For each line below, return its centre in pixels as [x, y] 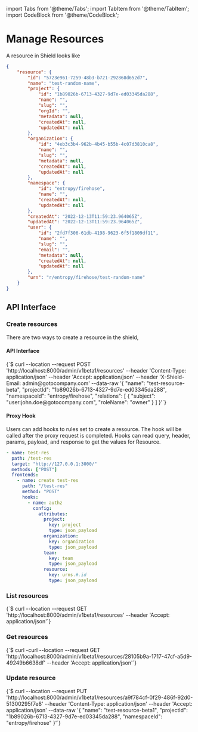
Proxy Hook [21, 416]
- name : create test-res [48, 481]
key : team [61, 558]
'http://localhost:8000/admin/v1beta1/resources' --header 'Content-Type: [96, 370]
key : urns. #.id [67, 575]
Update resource [31, 678]
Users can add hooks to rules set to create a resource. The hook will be [94, 429]
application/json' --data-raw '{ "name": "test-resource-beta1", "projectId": [97, 710]
